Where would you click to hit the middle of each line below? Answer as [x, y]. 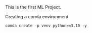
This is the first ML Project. [33, 7]
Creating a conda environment [37, 16]
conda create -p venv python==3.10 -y [46, 26]
